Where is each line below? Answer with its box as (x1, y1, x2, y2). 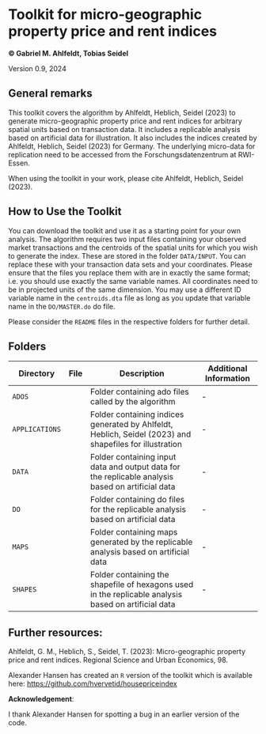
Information (204, 373, 251, 384)
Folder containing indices (89, 409, 184, 420)
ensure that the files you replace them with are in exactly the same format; (8, 267, 251, 278)
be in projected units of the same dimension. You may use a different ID (8, 285, 241, 294)
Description (119, 368, 165, 379)
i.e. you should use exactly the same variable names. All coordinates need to (8, 276, 259, 286)
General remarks (8, 87, 93, 100)
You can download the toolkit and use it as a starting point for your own (8, 225, 241, 235)
